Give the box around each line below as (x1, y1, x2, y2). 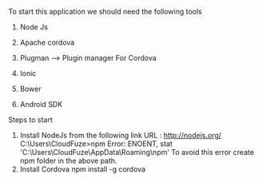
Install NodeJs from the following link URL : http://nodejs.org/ (19, 131, 222, 140)
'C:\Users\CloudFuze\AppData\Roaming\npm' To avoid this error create (19, 148, 254, 156)
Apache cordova (19, 38, 75, 47)
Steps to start (8, 115, 54, 125)
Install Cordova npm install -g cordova (19, 164, 146, 174)
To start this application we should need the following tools (8, 7, 202, 16)
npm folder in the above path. (19, 156, 117, 165)
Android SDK (19, 100, 63, 109)
